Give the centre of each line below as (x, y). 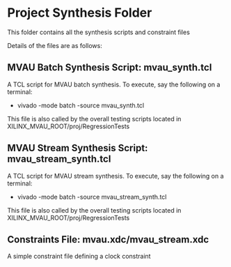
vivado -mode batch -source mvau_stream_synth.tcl (92, 197)
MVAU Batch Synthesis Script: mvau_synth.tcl (110, 68)
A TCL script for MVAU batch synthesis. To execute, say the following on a (114, 84)
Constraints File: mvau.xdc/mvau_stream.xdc (108, 239)
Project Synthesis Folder (80, 13)
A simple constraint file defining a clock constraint (79, 257)
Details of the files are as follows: (55, 45)
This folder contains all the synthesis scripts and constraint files (98, 32)
